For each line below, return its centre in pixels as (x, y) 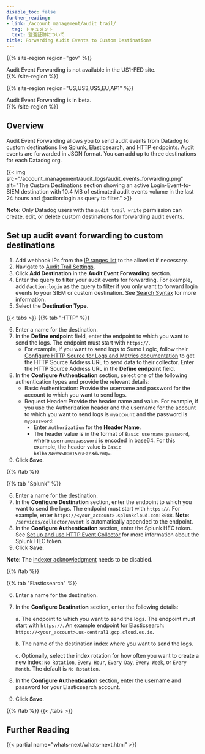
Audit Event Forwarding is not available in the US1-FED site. (81, 70)
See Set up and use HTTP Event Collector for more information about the (107, 535)
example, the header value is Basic (77, 447)
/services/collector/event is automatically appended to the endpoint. (104, 521)
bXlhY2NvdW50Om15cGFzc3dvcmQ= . (73, 453)
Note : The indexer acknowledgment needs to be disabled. (80, 559)
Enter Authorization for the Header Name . (87, 427)
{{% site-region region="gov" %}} (49, 58)
